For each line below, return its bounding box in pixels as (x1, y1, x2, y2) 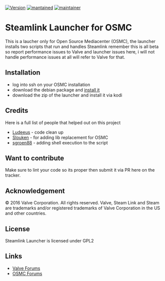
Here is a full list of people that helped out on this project (5, 119, 121, 126)
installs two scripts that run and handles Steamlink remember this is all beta (5, 44, 159, 49)
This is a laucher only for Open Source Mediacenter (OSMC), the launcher (5, 38, 156, 44)
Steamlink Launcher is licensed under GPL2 (5, 238, 94, 243)
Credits (5, 106, 29, 115)
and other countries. (5, 210, 47, 216)
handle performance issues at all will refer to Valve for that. (5, 54, 125, 60)
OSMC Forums (12, 270, 42, 277)
